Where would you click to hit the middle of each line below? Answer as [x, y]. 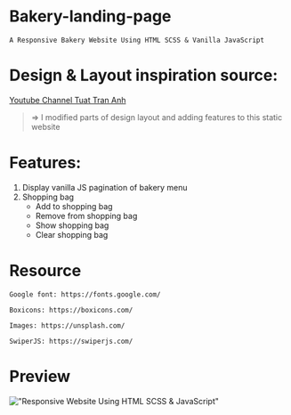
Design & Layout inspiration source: [144, 75]
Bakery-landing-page [90, 16]
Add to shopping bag [74, 206]
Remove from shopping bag [86, 216]
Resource [45, 271]
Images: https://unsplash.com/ [67, 325]
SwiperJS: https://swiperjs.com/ [71, 341]
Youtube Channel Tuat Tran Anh [68, 100]
